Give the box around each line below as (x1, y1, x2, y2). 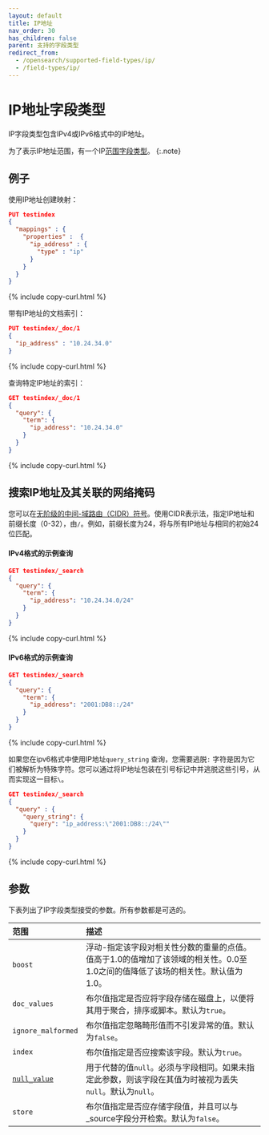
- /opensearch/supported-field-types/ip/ (15, 57, 156, 65)
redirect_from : (8, 49, 59, 57)
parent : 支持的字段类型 (8, 42, 79, 50)
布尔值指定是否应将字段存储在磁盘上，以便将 (85, 992, 255, 1004)
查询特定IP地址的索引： (8, 378, 86, 387)
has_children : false (8, 34, 78, 42)
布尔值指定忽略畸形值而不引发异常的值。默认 (85, 1020, 255, 1031)
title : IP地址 (8, 19, 54, 27)
